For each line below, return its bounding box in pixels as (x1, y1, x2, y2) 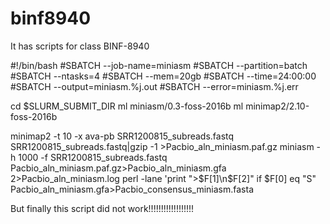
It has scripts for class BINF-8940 (10, 40, 150, 52)
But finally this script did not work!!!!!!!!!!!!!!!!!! (10, 202, 195, 214)
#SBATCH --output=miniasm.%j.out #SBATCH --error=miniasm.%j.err (10, 80, 299, 92)
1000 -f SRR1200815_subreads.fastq (18, 151, 168, 163)
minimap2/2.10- (245, 100, 310, 112)
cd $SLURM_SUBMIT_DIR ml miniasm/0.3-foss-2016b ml (10, 100, 244, 112)
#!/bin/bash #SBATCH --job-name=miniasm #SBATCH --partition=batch (10, 59, 308, 71)
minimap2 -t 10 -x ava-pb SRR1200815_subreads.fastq (10, 130, 235, 142)
